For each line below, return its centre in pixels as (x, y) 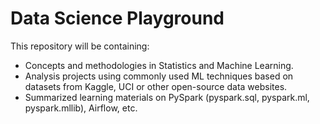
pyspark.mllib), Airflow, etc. (81, 108)
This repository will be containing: (80, 46)
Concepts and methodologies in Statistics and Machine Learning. (159, 65)
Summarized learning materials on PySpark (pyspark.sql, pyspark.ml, (167, 97)
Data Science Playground (117, 18)
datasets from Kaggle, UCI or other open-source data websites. (156, 86)
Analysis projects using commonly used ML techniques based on (159, 76)
